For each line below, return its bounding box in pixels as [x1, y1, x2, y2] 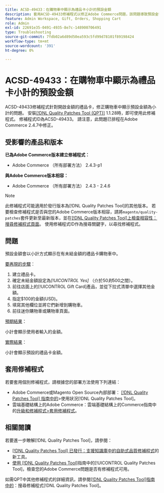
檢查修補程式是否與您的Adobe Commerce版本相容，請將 [9, 209, 123, 215]
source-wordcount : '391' [5, 43, 56, 48]
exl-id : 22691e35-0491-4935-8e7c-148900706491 [5, 25, 102, 30]
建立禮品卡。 [12, 271, 38, 277]
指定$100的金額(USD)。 [12, 296, 60, 302]
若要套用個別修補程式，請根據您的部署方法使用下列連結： [5, 379, 121, 385]
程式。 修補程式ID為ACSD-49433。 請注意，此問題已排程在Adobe [5, 116, 138, 122]
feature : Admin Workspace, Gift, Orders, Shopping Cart [5, 16, 121, 21]
